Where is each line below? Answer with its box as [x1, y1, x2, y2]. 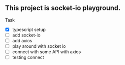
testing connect [12, 54, 44, 61]
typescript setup [12, 27, 46, 32]
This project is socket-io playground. [5, 4, 121, 12]
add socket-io [12, 32, 41, 38]
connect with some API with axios [12, 49, 81, 55]
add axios [12, 37, 32, 43]
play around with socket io [12, 43, 66, 49]
